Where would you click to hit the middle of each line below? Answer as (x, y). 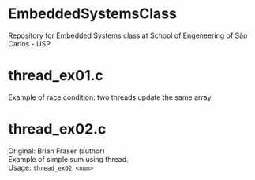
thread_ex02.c (57, 129)
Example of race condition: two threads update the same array (110, 97)
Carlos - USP (30, 43)
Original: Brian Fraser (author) (56, 151)
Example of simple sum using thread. (68, 159)
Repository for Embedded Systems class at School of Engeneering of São (128, 35)
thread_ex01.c (56, 76)
